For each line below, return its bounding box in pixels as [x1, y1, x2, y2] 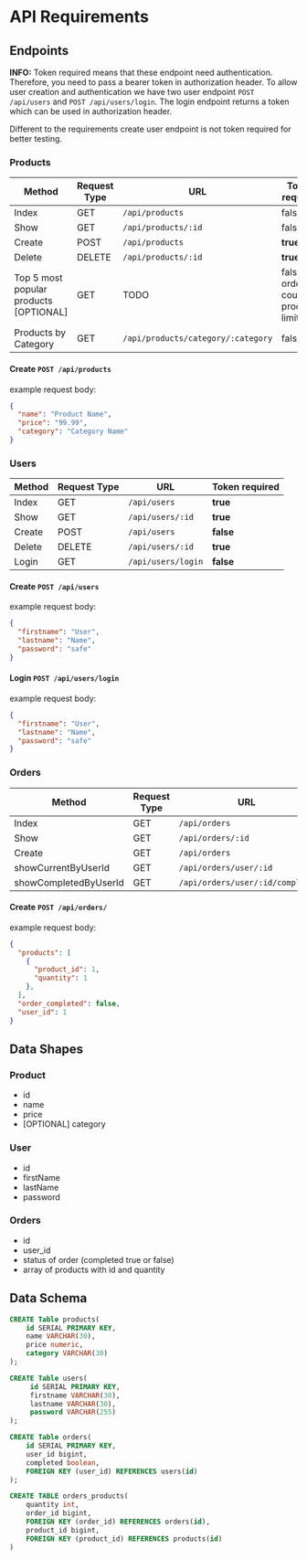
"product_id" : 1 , [33, 965, 101, 974]
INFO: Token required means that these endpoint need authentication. [9, 67, 273, 78]
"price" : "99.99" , [17, 419, 89, 428]
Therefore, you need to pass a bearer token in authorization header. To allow [9, 77, 298, 88]
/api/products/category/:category [122, 334, 273, 344]
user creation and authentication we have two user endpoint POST [9, 87, 255, 97]
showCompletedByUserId [14, 876, 125, 888]
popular [14, 283, 48, 296]
